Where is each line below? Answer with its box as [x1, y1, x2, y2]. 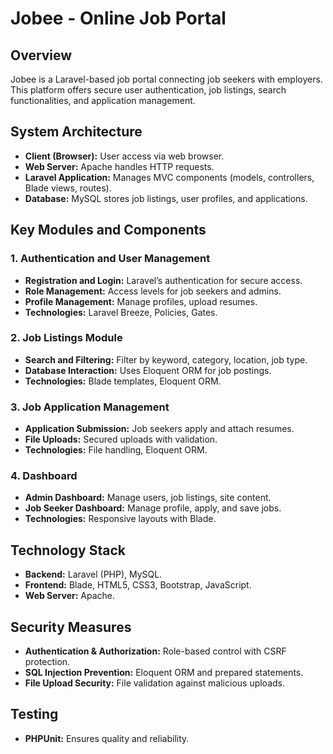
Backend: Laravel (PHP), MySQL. [24, 568, 163, 581]
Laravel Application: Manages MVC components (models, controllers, [24, 171, 315, 183]
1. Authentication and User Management [10, 252, 211, 266]
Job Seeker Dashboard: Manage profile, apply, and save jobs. [24, 502, 282, 514]
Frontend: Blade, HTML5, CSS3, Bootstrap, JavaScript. [24, 579, 252, 591]
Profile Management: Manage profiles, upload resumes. [24, 295, 258, 307]
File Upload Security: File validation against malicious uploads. [24, 677, 286, 689]
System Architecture [10, 123, 143, 141]
